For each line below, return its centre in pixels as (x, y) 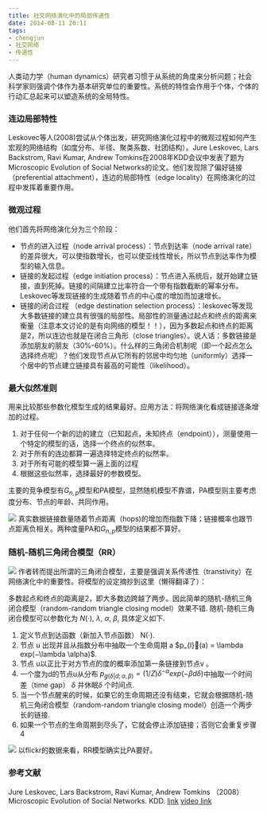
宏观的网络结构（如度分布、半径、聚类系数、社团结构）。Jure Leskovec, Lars (133, 147)
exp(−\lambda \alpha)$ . (58, 654)
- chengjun (26, 38)
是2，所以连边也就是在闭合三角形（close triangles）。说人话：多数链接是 (138, 335)
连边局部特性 (33, 119)
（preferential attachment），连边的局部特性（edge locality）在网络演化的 (128, 178)
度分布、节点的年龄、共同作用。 (60, 502)
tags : (17, 30)
